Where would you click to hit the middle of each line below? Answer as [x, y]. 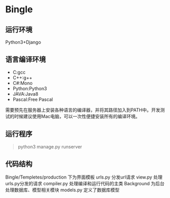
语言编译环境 [26, 60]
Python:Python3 [30, 89]
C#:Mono [23, 83]
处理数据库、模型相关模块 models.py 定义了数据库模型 [62, 190]
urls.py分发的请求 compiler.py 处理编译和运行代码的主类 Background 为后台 [85, 184]
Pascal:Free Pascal [33, 99]
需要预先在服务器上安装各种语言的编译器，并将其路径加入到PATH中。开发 [83, 110]
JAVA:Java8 [25, 94]
